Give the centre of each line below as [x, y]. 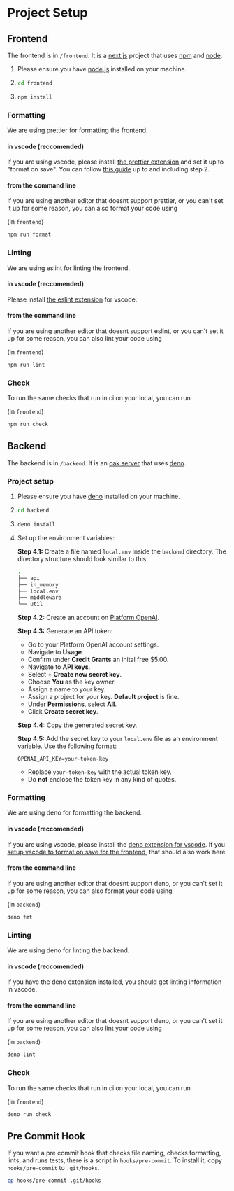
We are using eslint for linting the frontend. [69, 268]
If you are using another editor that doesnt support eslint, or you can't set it [115, 331]
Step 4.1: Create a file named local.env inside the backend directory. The [122, 551]
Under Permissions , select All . [72, 704]
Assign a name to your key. [67, 689]
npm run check [28, 425]
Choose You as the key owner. [72, 682]
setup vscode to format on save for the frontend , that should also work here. [117, 852]
